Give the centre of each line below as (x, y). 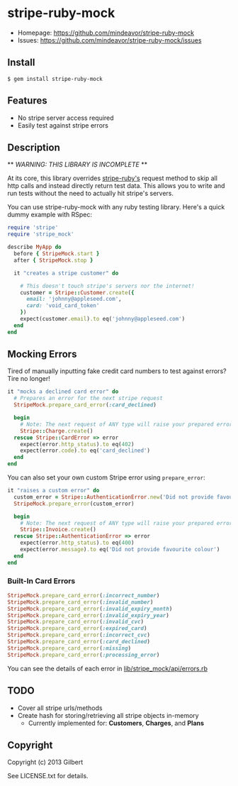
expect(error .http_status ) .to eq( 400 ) (77, 543)
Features (27, 101)
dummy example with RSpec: (50, 215)
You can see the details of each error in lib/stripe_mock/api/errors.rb (107, 668)
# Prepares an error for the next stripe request (88, 399)
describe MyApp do (34, 247)
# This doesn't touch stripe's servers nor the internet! (107, 286)
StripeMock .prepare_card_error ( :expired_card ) (77, 629)
